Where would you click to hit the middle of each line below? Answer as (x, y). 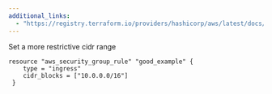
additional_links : (39, 16)
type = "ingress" (52, 68)
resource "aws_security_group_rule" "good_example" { (101, 62)
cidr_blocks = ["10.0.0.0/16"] (76, 75)
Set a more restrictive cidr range (62, 46)
